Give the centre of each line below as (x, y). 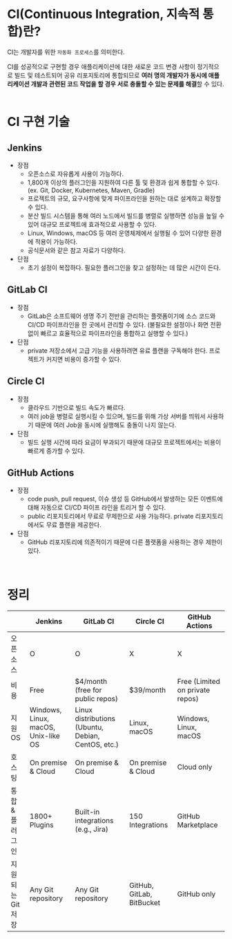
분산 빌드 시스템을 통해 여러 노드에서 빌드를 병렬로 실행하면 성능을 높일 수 (126, 216)
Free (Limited (199, 682)
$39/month (147, 690)
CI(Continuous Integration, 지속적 (104, 14)
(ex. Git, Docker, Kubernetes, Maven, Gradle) (91, 190)
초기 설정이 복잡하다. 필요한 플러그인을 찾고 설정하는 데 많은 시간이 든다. (124, 268)
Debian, (87, 736)
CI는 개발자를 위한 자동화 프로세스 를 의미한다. (66, 52)
